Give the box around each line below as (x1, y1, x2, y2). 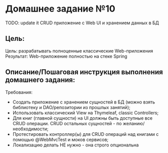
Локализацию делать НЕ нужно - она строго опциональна (12, 142, 139, 148)
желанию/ (122, 120, 145, 126)
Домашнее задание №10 (5, 3, 115, 15)
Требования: (5, 89, 33, 95)
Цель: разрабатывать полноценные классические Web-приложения (5, 47, 153, 54)
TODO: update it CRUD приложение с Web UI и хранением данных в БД (5, 20, 159, 26)
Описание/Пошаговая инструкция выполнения (5, 68, 163, 76)
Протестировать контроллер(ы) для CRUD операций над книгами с (12, 131, 159, 137)
